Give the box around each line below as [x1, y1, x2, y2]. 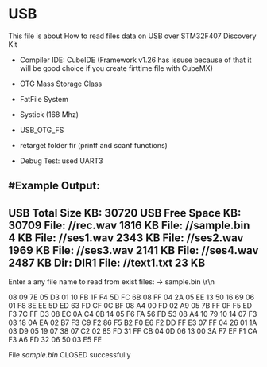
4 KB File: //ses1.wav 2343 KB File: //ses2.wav [8, 231, 244, 244]
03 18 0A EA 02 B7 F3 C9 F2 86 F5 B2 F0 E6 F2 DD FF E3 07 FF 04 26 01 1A [8, 318, 257, 327]
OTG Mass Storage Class [19, 79, 103, 88]
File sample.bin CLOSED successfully [8, 350, 131, 360]
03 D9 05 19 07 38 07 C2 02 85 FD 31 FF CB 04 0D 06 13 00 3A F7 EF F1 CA [8, 326, 258, 336]
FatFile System [19, 94, 69, 103]
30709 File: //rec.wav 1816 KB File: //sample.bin [8, 218, 250, 232]
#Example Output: [8, 179, 101, 193]
